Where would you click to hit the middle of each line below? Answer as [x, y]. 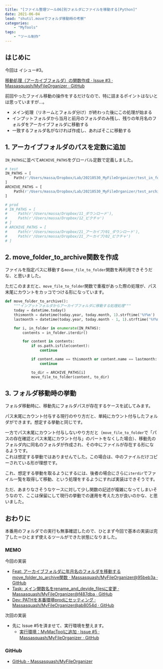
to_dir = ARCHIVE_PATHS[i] [58, 372]
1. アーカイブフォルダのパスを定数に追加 [65, 147]
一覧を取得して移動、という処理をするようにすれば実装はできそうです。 [85, 479]
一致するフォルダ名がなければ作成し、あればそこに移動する [72, 130]
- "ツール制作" [27, 37]
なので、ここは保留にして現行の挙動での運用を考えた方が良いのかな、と [81, 496]
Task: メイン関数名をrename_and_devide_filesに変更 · [66, 589]
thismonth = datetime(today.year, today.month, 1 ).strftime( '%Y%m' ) [84, 315]
